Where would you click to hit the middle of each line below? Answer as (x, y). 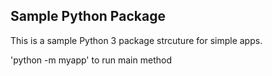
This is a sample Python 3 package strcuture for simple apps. (136, 40)
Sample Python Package (88, 16)
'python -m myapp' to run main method (91, 60)
